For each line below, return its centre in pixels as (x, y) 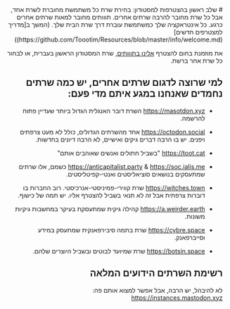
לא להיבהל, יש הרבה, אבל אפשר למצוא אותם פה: (157, 290)
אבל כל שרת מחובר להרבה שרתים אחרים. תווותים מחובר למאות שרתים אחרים (120, 17)
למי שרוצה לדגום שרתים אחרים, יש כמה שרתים (124, 83)
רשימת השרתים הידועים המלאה (156, 273)
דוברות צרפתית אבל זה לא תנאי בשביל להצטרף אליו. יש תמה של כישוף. (111, 195)
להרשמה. (192, 118)
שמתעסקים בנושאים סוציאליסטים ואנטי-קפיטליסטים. (136, 174)
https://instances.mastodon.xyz (177, 298)
